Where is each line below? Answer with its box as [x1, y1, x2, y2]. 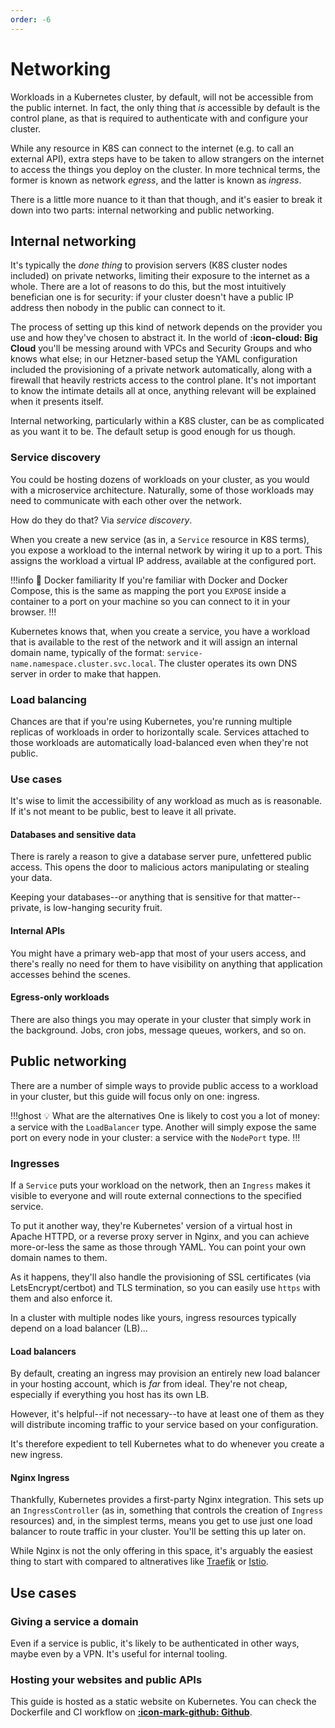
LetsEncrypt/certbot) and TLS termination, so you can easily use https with [10, 1281, 321, 1293]
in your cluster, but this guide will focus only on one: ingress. [10, 1090, 260, 1102]
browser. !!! [10, 606, 57, 618]
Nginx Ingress [10, 1471, 70, 1483]
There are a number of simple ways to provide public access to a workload [10, 1079, 319, 1091]
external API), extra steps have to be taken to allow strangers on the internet [10, 152, 325, 165]
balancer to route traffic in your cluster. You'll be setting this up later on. [10, 1526, 307, 1538]
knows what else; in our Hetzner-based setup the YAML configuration [10, 353, 298, 365]
